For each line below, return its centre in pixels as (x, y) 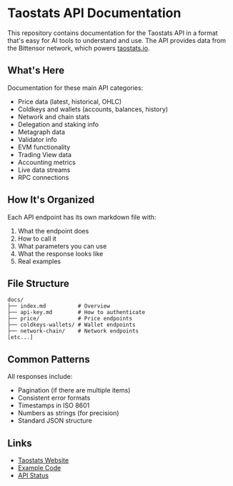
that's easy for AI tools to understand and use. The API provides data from (117, 40)
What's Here (36, 70)
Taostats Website (43, 460)
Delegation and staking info (58, 124)
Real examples (39, 261)
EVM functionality (44, 147)
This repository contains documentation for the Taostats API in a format (113, 33)
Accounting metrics (47, 162)
